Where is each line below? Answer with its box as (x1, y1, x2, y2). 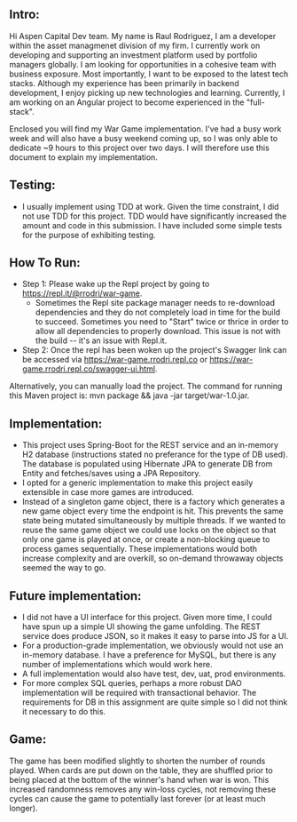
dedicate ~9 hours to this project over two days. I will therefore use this (9, 142, 270, 153)
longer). (9, 802, 38, 813)
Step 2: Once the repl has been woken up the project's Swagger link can (21, 345, 287, 355)
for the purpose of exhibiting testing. (21, 229, 157, 240)
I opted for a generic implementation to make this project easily (21, 477, 254, 488)
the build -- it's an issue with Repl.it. (35, 335, 168, 346)
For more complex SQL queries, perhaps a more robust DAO (21, 678, 242, 689)
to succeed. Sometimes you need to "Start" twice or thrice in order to (35, 316, 289, 327)
